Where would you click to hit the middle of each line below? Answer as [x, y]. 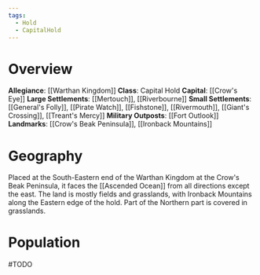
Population [44, 242]
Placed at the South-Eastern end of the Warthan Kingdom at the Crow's [124, 178]
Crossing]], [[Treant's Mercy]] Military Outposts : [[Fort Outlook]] [114, 115]
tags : [17, 15]
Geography [46, 156]
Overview [40, 69]
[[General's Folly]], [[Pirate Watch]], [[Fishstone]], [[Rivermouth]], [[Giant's [129, 108]
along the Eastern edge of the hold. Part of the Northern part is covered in [128, 203]
